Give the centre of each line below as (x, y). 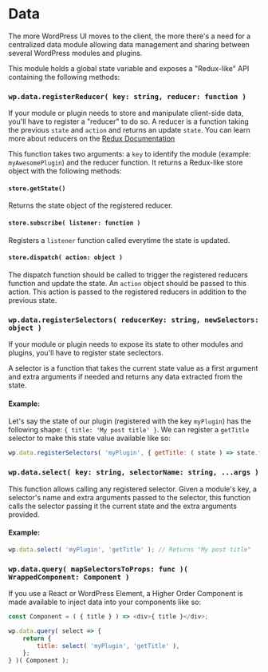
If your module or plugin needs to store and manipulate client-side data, (126, 113)
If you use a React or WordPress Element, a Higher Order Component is (126, 593)
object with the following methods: (65, 171)
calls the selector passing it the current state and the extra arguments (123, 506)
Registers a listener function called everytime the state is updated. (119, 240)
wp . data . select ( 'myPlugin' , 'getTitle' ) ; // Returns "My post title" (130, 549)
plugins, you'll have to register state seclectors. (86, 353)
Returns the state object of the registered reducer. (91, 205)
